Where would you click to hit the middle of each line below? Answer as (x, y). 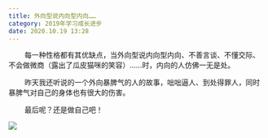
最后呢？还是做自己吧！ (64, 110)
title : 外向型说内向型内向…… (52, 16)
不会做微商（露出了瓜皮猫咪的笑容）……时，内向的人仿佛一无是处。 (122, 65)
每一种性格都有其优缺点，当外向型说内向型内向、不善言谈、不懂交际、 (142, 55)
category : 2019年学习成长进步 (55, 24)
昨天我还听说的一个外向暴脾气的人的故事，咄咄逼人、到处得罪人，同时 (142, 83)
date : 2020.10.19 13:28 (49, 31)
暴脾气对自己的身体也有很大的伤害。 (69, 93)
